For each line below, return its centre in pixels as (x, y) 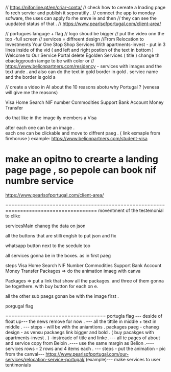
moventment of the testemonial (131, 210)
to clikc (13, 216)
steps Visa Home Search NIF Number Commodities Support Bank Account (83, 265)
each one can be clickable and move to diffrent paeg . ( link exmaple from (83, 133)
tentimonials (18, 365)
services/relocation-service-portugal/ (45, 359)
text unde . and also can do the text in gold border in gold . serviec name (82, 72)
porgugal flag (19, 306)
